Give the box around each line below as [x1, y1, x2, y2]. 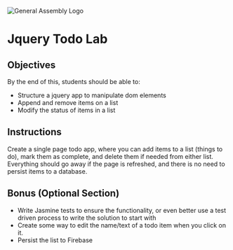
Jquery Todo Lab [7, 32, 108, 47]
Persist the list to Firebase [17, 235, 93, 244]
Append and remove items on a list [17, 99, 119, 106]
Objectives [7, 59, 56, 71]
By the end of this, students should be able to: [7, 78, 140, 85]
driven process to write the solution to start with [17, 214, 157, 222]
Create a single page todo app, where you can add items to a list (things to [7, 144, 223, 153]
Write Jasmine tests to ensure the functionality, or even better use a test [17, 206, 227, 214]
